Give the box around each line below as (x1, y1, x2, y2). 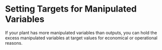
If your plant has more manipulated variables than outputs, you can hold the (5, 30, 157, 35)
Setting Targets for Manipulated (5, 3, 137, 15)
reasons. (5, 40, 23, 46)
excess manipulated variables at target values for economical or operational (5, 35, 158, 41)
